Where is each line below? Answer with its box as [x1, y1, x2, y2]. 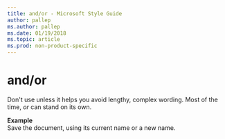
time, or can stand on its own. [7, 102, 92, 111]
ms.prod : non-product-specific [7, 42, 98, 49]
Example [7, 116, 33, 124]
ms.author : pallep [7, 23, 60, 30]
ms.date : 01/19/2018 [7, 29, 67, 37]
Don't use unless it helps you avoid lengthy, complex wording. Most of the [7, 95, 218, 104]
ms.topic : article [7, 36, 60, 43]
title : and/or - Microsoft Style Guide [7, 10, 123, 17]
